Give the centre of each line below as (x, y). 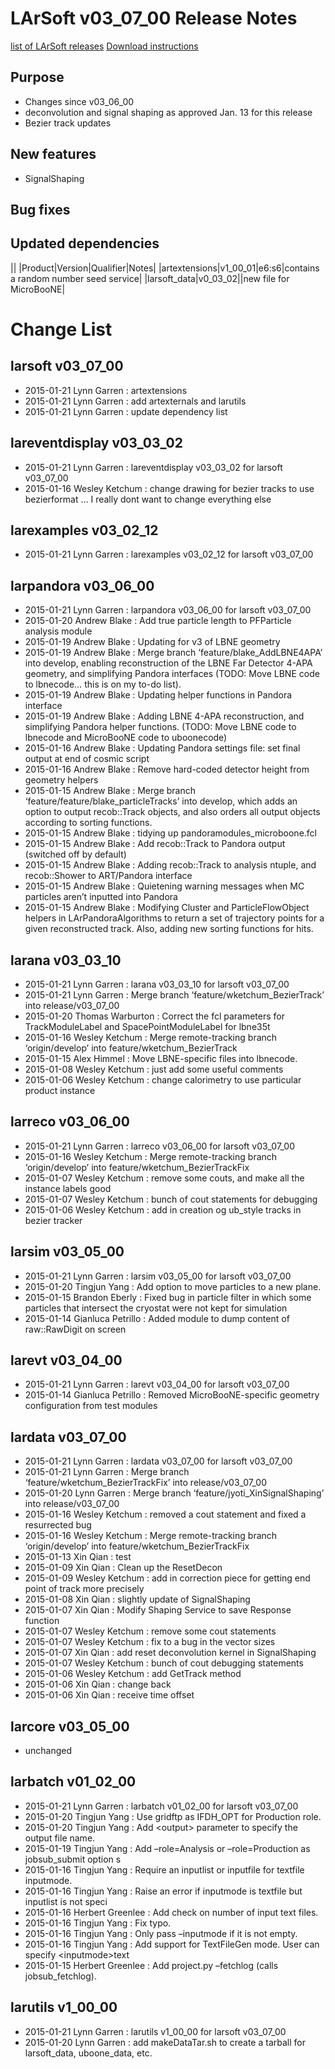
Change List (61, 329)
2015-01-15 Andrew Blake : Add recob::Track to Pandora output (155, 844)
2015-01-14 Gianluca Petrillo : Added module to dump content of (157, 1318)
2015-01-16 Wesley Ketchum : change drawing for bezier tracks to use (169, 488)
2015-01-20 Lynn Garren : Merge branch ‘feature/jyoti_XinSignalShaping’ (174, 1493)
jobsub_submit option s (73, 1859)
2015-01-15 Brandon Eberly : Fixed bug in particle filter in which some (168, 1297)
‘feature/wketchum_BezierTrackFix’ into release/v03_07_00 (145, 1483)
